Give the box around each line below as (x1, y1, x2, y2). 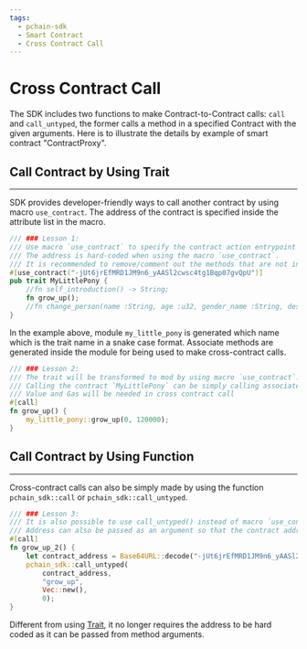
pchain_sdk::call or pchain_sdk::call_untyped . (9, 491, 188, 503)
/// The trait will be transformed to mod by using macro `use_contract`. (9, 372, 301, 382)
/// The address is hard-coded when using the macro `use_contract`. (9, 250, 281, 261)
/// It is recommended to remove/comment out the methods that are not (9, 260, 288, 269)
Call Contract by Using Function (9, 449, 195, 464)
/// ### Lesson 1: (9, 234, 79, 243)
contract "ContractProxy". (9, 138, 107, 149)
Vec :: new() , (42, 586, 89, 595)
